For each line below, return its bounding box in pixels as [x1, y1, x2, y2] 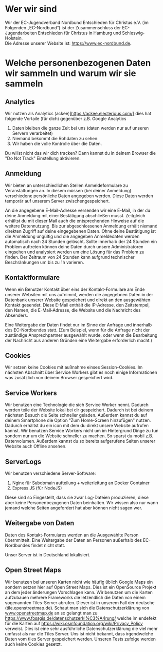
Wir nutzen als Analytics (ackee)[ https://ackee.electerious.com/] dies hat [5, 110, 152, 116]
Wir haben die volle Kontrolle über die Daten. [12, 141, 102, 146]
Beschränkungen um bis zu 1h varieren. [5, 259, 84, 265]
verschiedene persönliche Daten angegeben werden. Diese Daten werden [5, 193, 153, 199]
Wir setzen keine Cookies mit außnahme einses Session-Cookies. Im [5, 365, 143, 370]
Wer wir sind [5, 3, 57, 15]
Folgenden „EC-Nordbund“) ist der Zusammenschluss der [5, 24, 121, 30]
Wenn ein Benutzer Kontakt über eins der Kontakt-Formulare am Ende [5, 286, 145, 292]
